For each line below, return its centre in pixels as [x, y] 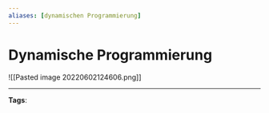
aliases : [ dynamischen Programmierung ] [75, 16]
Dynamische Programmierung [110, 55]
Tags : [18, 99]
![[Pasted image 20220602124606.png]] [75, 77]
